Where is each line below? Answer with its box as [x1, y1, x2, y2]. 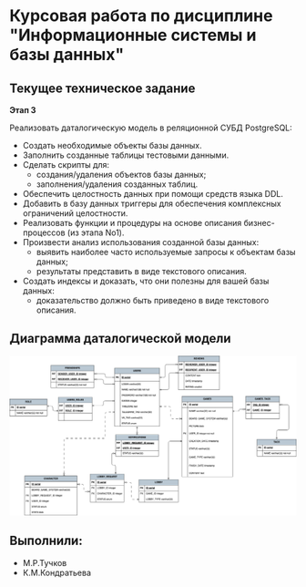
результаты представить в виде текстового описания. [36, 266, 248, 276]
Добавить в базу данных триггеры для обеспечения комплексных [22, 198, 281, 209]
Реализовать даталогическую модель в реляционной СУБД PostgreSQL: [9, 122, 293, 133]
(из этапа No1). [66, 227, 125, 238]
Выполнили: [9, 533, 84, 549]
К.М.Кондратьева [22, 567, 92, 578]
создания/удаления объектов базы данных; [36, 170, 207, 180]
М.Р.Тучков [22, 557, 67, 568]
